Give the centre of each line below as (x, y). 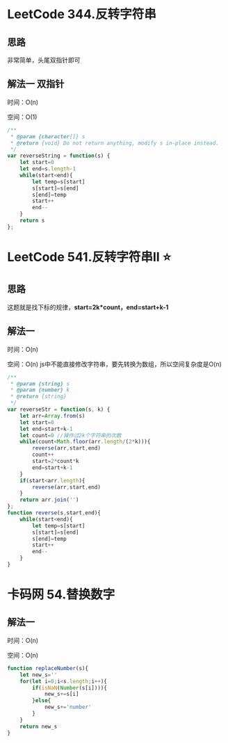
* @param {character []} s (48, 136)
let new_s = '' (39, 675)
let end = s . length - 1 (48, 169)
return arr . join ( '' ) (49, 500)
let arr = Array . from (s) (52, 416)
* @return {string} (39, 397)
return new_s (39, 726)
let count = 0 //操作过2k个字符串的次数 (71, 435)
